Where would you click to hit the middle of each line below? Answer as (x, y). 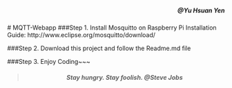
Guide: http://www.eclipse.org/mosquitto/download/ (81, 34)
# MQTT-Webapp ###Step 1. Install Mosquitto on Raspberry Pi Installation (112, 27)
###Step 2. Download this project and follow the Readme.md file (99, 48)
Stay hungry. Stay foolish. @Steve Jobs (125, 77)
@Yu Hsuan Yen (201, 10)
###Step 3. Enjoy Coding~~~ (49, 61)
